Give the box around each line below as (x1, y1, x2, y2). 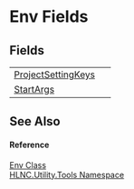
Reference (9, 139, 50, 150)
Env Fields (9, 6, 89, 27)
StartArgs (14, 84, 55, 95)
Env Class (9, 159, 47, 170)
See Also (9, 114, 61, 129)
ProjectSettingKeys (14, 68, 95, 81)
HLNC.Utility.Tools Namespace (9, 169, 125, 180)
